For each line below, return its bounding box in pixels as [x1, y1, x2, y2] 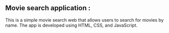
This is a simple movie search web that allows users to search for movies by [5, 17, 164, 23]
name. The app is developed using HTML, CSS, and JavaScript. [5, 22, 138, 28]
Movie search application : [5, 4, 91, 12]
